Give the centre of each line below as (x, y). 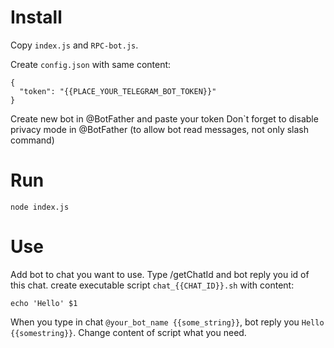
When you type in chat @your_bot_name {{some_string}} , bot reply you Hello (167, 322)
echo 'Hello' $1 (44, 303)
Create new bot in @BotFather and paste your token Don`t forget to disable (164, 118)
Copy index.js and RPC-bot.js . (74, 45)
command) (32, 140)
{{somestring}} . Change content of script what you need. (128, 332)
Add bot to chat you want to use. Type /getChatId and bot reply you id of (160, 274)
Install (36, 17)
